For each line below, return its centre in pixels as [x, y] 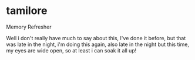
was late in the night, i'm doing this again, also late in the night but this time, [98, 44]
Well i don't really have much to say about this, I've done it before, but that [96, 38]
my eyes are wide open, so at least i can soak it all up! [71, 50]
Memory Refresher [29, 27]
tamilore [27, 11]
